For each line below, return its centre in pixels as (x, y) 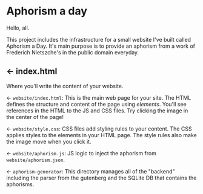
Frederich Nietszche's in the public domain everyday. (73, 52)
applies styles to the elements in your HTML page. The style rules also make (101, 135)
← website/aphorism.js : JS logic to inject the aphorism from (81, 153)
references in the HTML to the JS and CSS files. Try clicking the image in (97, 111)
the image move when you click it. (49, 141)
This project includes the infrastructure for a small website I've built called (99, 39)
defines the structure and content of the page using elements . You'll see (96, 104)
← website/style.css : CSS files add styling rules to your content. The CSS (99, 129)
